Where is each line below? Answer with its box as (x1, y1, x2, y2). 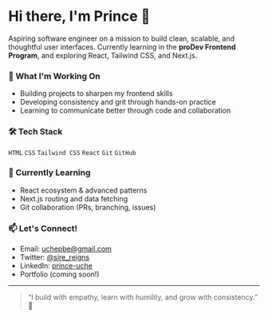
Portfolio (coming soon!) (19, 269, 100, 279)
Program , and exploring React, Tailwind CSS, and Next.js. (8, 50, 198, 60)
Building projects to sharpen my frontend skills (19, 89, 173, 98)
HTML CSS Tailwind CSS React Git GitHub (8, 149, 136, 157)
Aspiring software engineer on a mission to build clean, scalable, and (8, 34, 235, 43)
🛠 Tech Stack (8, 126, 63, 137)
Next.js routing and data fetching (19, 193, 128, 203)
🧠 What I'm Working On (8, 70, 101, 81)
